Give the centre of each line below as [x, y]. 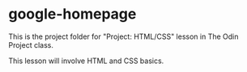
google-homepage [72, 14]
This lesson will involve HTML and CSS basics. [86, 61]
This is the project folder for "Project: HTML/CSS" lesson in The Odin [123, 36]
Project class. [31, 44]
